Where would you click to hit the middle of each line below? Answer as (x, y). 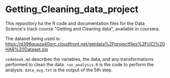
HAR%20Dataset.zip (27, 49)
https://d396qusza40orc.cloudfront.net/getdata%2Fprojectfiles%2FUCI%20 (85, 44)
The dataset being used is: (33, 38)
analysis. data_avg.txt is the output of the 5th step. (59, 70)
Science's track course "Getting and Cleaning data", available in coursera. (82, 28)
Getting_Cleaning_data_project (72, 9)
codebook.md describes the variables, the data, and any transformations (79, 59)
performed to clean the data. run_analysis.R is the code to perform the (80, 64)
